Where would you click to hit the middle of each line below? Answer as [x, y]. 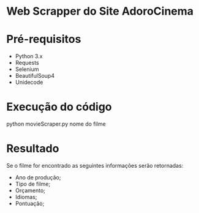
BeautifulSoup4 [35, 76]
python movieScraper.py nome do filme [56, 124]
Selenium [27, 69]
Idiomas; [26, 197]
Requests [27, 63]
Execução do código [59, 107]
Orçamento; [30, 190]
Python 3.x [29, 56]
